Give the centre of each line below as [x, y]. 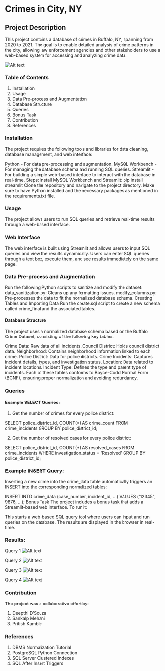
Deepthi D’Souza [29, 613]
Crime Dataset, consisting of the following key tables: [59, 336]
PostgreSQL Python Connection [45, 653]
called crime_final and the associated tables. [50, 309]
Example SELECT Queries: [33, 403]
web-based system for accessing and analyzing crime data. [66, 55]
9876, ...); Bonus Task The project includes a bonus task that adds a [74, 502]
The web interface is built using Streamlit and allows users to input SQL [78, 248]
